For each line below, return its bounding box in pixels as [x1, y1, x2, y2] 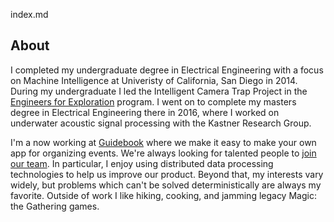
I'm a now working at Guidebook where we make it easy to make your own [10, 136, 317, 148]
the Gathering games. [10, 200, 100, 212]
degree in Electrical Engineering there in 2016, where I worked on [10, 106, 280, 118]
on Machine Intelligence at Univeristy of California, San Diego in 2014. [10, 74, 298, 86]
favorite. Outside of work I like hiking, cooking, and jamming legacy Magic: [10, 189, 317, 201]
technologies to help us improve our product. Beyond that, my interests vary [10, 168, 324, 180]
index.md [10, 9, 49, 20]
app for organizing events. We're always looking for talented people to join [10, 147, 317, 159]
